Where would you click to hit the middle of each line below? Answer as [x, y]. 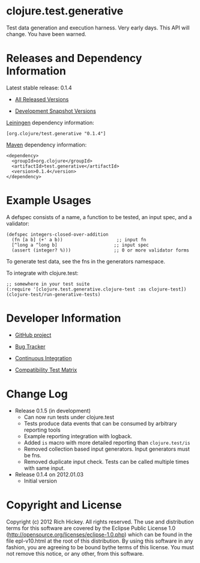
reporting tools [42, 430]
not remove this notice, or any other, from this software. [75, 553]
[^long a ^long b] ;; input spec [80, 245]
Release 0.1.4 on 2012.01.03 [49, 474]
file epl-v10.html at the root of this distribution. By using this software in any [100, 541]
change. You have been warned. [46, 34]
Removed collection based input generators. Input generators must [107, 449]
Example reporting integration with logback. [78, 436]
